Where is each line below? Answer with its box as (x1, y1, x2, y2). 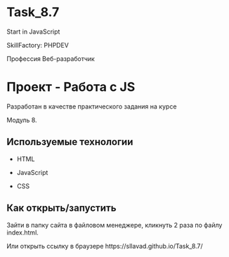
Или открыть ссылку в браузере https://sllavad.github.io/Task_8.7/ (6, 242, 203, 250)
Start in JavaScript (6, 27, 60, 36)
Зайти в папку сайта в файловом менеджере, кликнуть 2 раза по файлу (6, 221, 223, 229)
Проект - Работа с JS (6, 79, 136, 95)
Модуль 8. (6, 116, 37, 124)
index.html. (6, 228, 39, 237)
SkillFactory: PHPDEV (6, 41, 70, 49)
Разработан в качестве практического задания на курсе (6, 102, 177, 111)
